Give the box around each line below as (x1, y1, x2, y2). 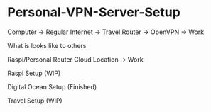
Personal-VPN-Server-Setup (7, 4, 181, 21)
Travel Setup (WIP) (7, 96, 63, 105)
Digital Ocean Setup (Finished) (7, 82, 97, 91)
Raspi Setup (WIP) (7, 69, 61, 77)
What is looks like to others (7, 41, 87, 50)
